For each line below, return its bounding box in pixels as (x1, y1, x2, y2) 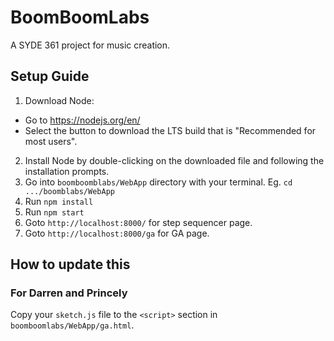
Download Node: (24, 94, 95, 106)
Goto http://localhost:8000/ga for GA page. (24, 227, 210, 239)
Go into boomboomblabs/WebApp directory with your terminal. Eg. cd (24, 176, 293, 188)
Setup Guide (10, 68, 90, 85)
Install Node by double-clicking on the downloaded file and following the (24, 154, 325, 166)
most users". (24, 135, 78, 147)
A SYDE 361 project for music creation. (10, 39, 171, 51)
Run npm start (24, 206, 85, 218)
